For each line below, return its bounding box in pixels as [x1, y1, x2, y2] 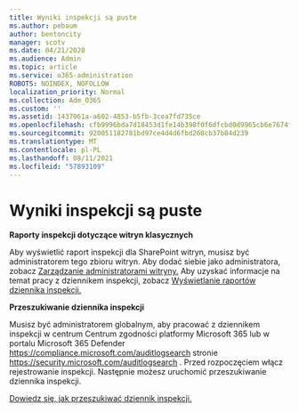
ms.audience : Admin [9, 54, 82, 63]
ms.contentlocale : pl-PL [9, 145, 101, 154]
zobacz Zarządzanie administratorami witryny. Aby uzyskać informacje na [9, 266, 280, 277]
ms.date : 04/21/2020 [9, 46, 86, 55]
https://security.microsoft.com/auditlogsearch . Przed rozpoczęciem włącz [9, 357, 283, 368]
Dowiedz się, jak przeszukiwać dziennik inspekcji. [9, 393, 192, 404]
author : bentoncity [9, 29, 82, 38]
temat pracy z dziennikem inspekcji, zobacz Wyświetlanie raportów [9, 275, 256, 286]
